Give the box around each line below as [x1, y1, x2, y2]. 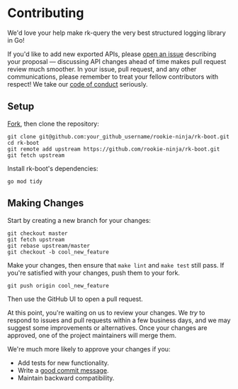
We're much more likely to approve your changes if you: [7, 344, 171, 353]
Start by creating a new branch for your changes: [7, 216, 151, 224]
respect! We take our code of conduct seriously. [7, 80, 148, 88]
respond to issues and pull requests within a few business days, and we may [7, 316, 231, 324]
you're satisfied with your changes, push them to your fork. [7, 268, 181, 277]
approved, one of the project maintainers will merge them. [7, 331, 177, 339]
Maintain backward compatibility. [17, 373, 115, 382]
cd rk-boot [7, 139, 40, 146]
